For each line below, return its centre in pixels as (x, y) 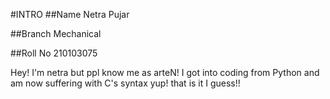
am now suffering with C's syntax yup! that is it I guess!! (125, 83)
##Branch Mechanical (56, 33)
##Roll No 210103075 (54, 53)
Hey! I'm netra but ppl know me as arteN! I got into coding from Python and (165, 72)
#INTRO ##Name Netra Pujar (70, 14)
